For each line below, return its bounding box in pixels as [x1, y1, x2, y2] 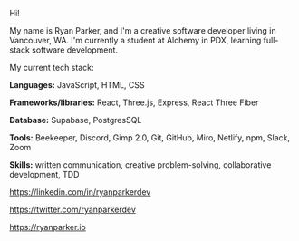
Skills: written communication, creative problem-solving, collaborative [9, 159, 272, 170]
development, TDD [9, 169, 80, 179]
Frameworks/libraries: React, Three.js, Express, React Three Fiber [9, 97, 259, 108]
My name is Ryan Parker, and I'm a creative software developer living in [9, 25, 276, 35]
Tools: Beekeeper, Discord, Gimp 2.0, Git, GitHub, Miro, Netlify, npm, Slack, [9, 132, 291, 143]
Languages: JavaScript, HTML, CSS [9, 80, 145, 90]
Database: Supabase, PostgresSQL [9, 115, 142, 125]
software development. [31, 44, 119, 55]
